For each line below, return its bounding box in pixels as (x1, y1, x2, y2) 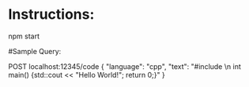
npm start (8, 31, 40, 41)
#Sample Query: (8, 46, 62, 56)
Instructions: (8, 5, 95, 24)
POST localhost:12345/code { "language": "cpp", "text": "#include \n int (8, 61, 241, 71)
